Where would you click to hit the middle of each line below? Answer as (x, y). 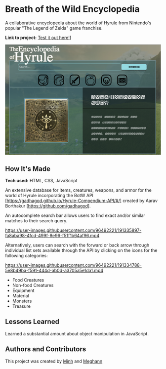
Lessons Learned (32, 322)
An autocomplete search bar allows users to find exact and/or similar (75, 215)
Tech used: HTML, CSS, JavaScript (41, 181)
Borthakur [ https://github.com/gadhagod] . (48, 206)
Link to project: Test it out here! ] (38, 38)
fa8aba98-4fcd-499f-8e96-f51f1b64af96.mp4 (52, 236)
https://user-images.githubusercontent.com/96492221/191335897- (73, 230)
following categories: (26, 256)
